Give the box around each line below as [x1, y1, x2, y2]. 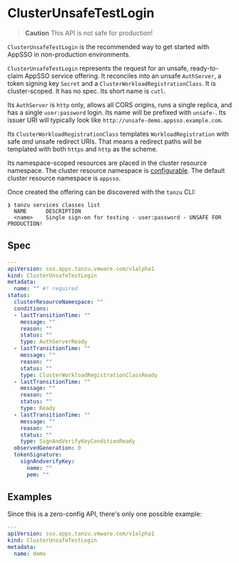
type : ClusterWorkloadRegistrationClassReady [20, 372, 158, 379]
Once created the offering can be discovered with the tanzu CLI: [7, 187, 196, 196]
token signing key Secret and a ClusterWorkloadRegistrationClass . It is [7, 79, 216, 87]
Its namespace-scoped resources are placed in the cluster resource [7, 159, 208, 167]
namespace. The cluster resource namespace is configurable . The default [7, 166, 225, 174]
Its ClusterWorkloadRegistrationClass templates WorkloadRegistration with [7, 129, 230, 138]
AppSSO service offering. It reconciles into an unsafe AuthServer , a [24, 71, 222, 80]
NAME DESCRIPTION [14, 207, 81, 215]
